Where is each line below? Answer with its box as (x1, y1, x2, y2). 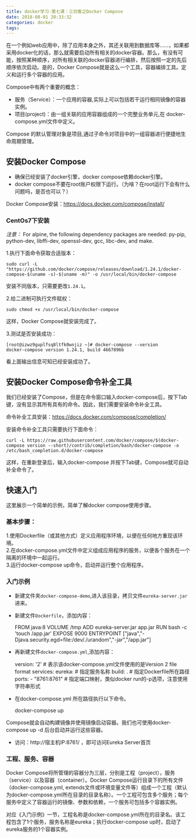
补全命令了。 (6, 466, 37, 473)
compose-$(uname (6, 272, 46, 277)
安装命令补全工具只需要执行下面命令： (6, 426, 98, 433)
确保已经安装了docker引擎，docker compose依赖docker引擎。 (14, 174, 166, 181)
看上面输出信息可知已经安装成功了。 (6, 358, 94, 365)
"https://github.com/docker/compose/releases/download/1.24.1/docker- (6, 266, 182, 273)
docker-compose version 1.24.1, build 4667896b (6, 347, 125, 353)
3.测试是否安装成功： (6, 330, 57, 337)
